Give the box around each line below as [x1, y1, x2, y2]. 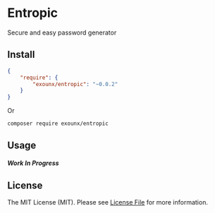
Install [7, 49, 35, 61]
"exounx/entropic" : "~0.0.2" [32, 80, 118, 87]
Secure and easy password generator [7, 28, 117, 37]
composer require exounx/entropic [7, 120, 109, 128]
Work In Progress [7, 159, 59, 167]
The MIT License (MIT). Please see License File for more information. [7, 197, 208, 206]
